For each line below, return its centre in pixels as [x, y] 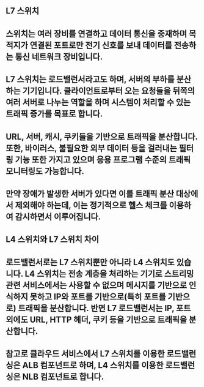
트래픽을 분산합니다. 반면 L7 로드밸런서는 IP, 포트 [104, 308]
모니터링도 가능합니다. [45, 171]
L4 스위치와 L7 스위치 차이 [52, 240]
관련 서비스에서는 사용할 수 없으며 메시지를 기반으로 [97, 285]
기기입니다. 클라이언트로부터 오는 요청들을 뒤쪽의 [108, 91]
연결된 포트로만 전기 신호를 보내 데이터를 [101, 45]
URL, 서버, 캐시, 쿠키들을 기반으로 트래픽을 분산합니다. [102, 137]
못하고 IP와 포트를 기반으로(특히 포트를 [98, 297]
